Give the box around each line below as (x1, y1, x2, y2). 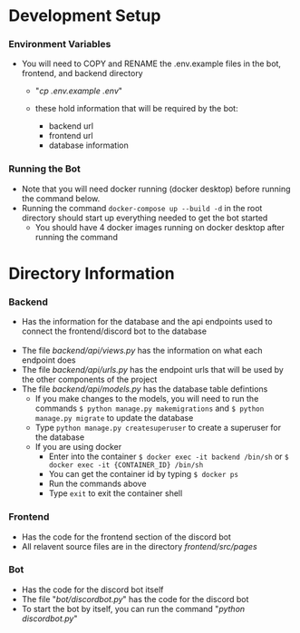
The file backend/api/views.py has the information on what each (21, 346, 264, 356)
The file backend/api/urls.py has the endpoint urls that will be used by (21, 365, 285, 375)
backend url (48, 121, 94, 131)
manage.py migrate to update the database (34, 413, 194, 424)
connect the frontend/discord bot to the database (21, 326, 208, 336)
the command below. (21, 192, 101, 204)
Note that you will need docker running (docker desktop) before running (21, 183, 291, 194)
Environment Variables (8, 38, 111, 51)
